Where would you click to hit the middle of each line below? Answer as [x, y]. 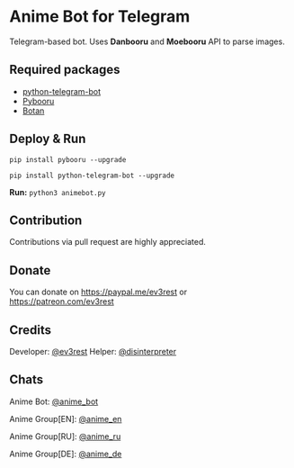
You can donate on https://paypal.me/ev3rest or [98, 292]
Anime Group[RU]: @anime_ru [65, 436]
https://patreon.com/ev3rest [62, 301]
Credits [31, 330]
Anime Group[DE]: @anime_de [66, 454]
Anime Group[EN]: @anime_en [66, 418]
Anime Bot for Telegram [100, 17]
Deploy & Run [48, 139]
